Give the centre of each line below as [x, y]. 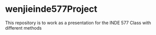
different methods [24, 28]
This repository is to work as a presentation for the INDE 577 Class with [78, 23]
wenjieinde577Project [51, 9]
